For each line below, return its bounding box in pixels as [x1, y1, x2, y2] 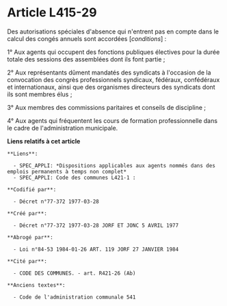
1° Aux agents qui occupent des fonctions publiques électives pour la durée [7, 48, 220, 56]
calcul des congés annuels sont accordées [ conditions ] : [7, 34, 167, 42]
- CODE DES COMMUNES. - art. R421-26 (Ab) [13, 270, 136, 277]
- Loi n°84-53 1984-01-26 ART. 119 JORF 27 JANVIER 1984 [13, 246, 179, 253]
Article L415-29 [7, 5, 97, 20]
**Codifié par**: [7, 186, 57, 193]
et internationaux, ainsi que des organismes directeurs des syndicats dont [7, 83, 215, 91]
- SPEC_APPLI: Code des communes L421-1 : [13, 174, 136, 181]
